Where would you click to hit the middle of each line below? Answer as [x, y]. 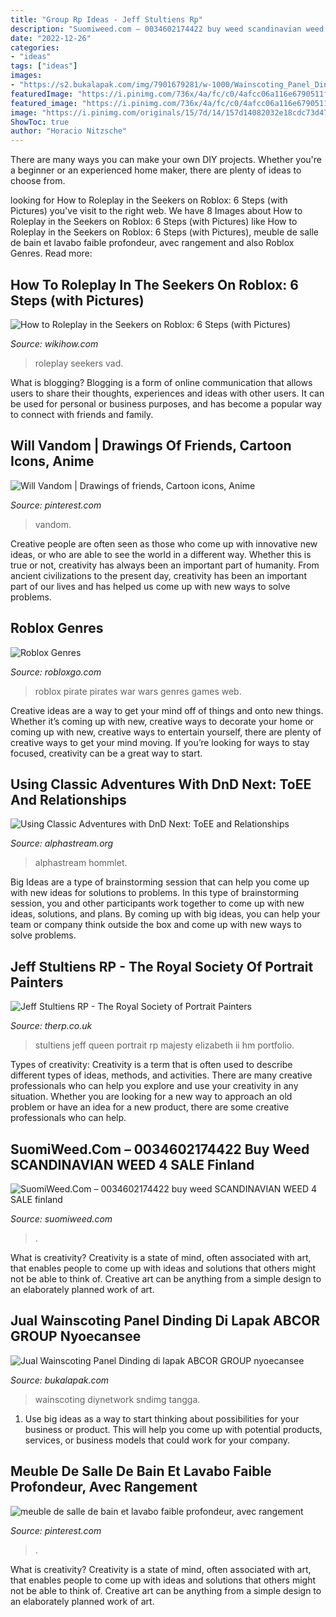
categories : [35, 47]
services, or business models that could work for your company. [157, 1440]
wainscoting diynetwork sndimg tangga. [117, 1399]
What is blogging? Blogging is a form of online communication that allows [161, 382]
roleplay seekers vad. [79, 363]
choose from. [38, 181]
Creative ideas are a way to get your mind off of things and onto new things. [167, 710]
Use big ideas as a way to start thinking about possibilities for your [162, 1418]
